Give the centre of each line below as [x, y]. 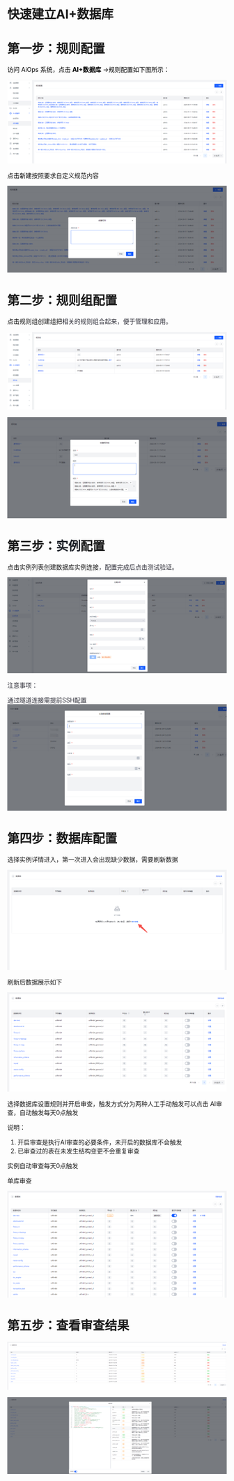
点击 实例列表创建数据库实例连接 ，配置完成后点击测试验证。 [93, 567]
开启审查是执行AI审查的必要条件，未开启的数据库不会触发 [100, 1142]
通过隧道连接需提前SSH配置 [47, 700]
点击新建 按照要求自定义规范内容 [53, 175]
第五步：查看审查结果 [69, 1326]
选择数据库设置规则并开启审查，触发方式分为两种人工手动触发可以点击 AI [112, 1103]
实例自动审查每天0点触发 [43, 1165]
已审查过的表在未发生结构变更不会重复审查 [78, 1151]
